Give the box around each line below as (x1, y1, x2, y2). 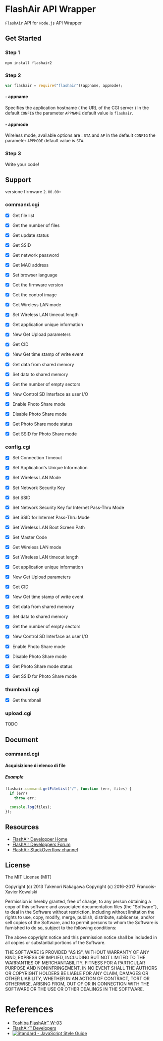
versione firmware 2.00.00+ (5, 189, 61, 195)
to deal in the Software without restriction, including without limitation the (5, 909, 155, 915)
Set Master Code (12, 534, 47, 540)
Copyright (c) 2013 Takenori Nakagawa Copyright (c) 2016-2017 (5, 883, 136, 890)
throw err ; (14, 796, 37, 801)
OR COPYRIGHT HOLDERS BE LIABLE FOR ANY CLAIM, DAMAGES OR (5, 970, 149, 977)
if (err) (9, 791, 28, 796)
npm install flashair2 (5, 60, 52, 65)
